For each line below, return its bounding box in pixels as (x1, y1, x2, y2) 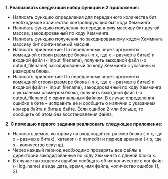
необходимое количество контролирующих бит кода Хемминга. (12, 20, 152, 25)
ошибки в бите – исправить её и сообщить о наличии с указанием (12, 100, 156, 106)
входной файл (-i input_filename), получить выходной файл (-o (12, 57, 147, 63)
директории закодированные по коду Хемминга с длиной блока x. (12, 152, 156, 158)
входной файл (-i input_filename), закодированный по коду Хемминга (12, 84, 162, 90)
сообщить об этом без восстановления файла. (12, 111, 114, 117)
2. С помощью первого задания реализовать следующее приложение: (5, 121, 163, 127)
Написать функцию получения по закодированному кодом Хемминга (12, 35, 163, 42)
